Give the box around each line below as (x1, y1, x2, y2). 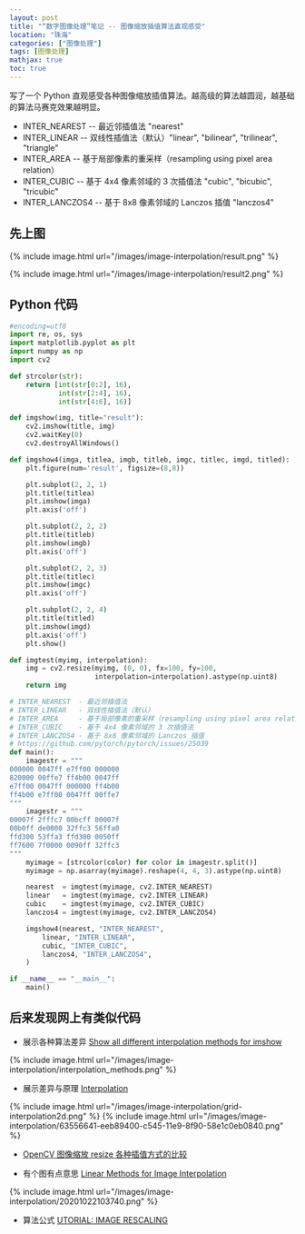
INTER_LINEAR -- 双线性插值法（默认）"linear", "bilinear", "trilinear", (22, 132, 278, 143)
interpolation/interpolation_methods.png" (9, 1064, 163, 1075)
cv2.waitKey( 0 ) (25, 431, 84, 440)
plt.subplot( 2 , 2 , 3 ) (25, 563, 107, 572)
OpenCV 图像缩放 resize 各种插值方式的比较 (22, 1149, 188, 1159)
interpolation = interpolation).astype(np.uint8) (94, 672, 279, 682)
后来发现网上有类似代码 (9, 1010, 141, 1026)
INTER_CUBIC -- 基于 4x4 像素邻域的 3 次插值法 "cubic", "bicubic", (22, 175, 272, 186)
